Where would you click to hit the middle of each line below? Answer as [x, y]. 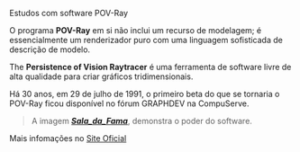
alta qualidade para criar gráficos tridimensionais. [101, 76]
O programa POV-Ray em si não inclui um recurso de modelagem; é [136, 30]
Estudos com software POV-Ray [69, 13]
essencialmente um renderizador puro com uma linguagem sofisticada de [146, 40]
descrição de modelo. [50, 49]
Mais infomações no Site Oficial [68, 138]
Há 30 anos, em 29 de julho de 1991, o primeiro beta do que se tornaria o [145, 94]
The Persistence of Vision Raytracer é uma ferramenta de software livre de [150, 67]
